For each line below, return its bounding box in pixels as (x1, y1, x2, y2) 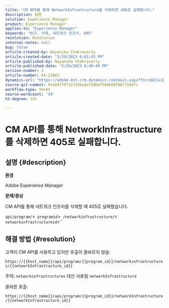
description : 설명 (5, 12, 42, 17)
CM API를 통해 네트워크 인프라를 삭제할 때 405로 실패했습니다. (5, 203, 128, 209)
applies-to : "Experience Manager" (5, 26, 78, 31)
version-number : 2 (5, 68, 44, 73)
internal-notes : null (5, 40, 51, 45)
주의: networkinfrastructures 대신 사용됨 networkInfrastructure (5, 273, 137, 279)
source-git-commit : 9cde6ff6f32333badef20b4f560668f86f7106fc (5, 82, 138, 87)
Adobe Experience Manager (5, 182, 64, 189)
